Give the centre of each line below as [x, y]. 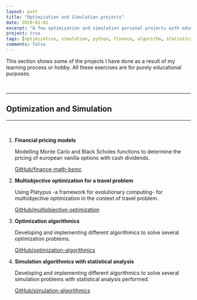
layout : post [22, 11]
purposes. [18, 74]
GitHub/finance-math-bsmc [48, 169]
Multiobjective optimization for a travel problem [74, 181]
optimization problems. [42, 238]
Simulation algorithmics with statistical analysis [74, 261]
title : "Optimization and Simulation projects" [65, 17]
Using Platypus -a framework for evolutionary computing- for [89, 192]
